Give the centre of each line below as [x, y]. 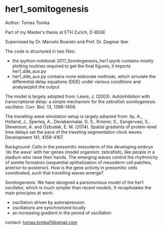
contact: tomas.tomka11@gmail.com [41, 222]
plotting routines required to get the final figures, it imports [71, 66]
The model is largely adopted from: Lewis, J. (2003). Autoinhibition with [78, 96]
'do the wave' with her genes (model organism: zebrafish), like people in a [80, 152]
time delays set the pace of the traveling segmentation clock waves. [74, 132]
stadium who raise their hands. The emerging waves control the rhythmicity [81, 157]
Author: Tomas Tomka [27, 23]
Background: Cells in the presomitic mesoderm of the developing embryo [79, 146]
